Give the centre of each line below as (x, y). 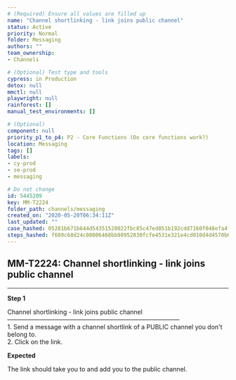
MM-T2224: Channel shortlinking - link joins (106, 264)
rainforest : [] (29, 105)
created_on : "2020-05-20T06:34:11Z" (61, 215)
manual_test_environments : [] (52, 112)
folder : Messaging (34, 40)
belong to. (22, 334)
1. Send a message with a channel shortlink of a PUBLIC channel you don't (115, 327)
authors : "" (25, 46)
